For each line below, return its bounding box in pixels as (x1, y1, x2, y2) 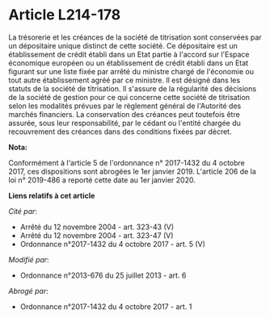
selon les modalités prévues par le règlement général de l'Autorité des (8, 101, 242, 111)
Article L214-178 (8, 6, 121, 24)
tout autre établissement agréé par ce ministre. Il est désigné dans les (8, 75, 241, 85)
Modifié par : (8, 254, 50, 264)
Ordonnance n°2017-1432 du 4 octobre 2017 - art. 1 (19, 301, 192, 312)
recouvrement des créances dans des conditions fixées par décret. (8, 127, 232, 136)
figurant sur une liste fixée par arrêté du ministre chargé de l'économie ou (8, 66, 255, 76)
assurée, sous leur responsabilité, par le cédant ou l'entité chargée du (8, 118, 241, 128)
